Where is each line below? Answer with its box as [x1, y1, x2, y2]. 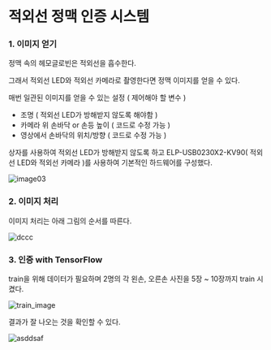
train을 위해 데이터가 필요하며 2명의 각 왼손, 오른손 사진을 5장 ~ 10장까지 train [8, 274, 256, 284]
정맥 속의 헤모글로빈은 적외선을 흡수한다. [8, 58, 136, 68]
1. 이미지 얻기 [8, 38, 58, 50]
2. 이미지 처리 [8, 196, 59, 207]
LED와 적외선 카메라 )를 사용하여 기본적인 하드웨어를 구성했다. [16, 158, 213, 167]
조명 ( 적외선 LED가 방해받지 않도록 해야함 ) [19, 110, 158, 120]
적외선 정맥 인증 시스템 [8, 7, 150, 26]
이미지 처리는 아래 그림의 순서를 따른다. [8, 216, 132, 226]
